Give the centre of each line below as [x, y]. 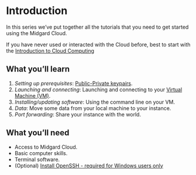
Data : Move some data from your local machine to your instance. [93, 108]
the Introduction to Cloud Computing [50, 50]
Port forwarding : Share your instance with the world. [78, 114]
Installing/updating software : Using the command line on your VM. [95, 102]
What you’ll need [38, 133]
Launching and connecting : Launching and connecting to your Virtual [98, 90]
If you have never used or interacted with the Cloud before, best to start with [98, 44]
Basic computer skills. [41, 153]
